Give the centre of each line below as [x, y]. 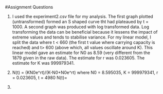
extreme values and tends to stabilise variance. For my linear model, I [81, 37]
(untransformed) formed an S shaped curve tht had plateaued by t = [80, 22]
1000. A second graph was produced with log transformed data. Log [81, 27]
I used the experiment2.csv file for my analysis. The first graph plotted [82, 16]
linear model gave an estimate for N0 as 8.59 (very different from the [81, 53]
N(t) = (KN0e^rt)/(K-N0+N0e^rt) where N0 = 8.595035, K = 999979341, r [85, 72]
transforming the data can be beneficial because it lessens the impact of [85, 32]
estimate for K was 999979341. [43, 63]
